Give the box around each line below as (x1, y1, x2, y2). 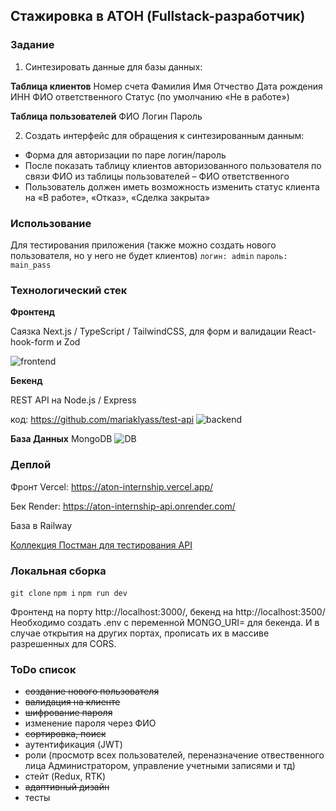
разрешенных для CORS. (10, 637, 117, 649)
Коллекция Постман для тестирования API (10, 539, 193, 551)
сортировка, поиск (24, 728, 107, 740)
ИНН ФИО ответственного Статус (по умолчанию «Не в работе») (10, 90, 290, 103)
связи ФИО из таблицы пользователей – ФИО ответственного (24, 170, 290, 182)
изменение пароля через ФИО (24, 717, 157, 729)
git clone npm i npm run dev (10, 588, 128, 598)
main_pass (10, 260, 52, 270)
